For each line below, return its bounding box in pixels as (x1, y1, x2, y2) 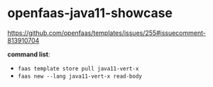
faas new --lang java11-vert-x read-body (17, 73, 142, 80)
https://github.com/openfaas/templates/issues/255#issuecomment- (7, 29, 206, 37)
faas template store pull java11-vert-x (17, 65, 139, 72)
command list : (7, 50, 50, 58)
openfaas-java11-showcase (7, 5, 173, 21)
